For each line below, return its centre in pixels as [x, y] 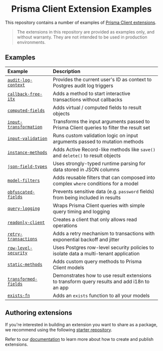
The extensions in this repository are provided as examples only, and [86, 32]
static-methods [25, 264]
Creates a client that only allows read [95, 219]
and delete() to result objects [87, 155]
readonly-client [26, 222]
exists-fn [19, 295]
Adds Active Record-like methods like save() [104, 149]
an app [61, 287]
